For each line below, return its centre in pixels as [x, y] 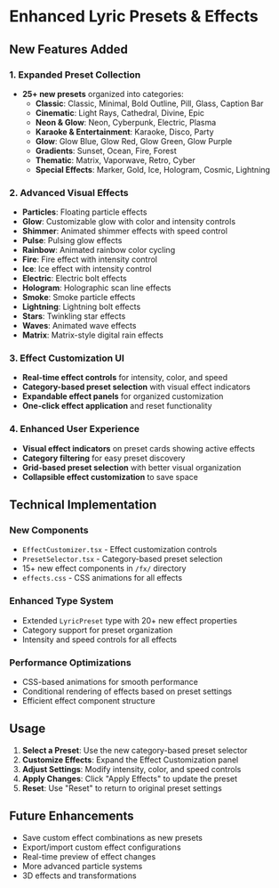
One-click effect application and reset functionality [117, 406]
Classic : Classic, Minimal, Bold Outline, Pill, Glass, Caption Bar [149, 103]
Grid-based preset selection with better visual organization [132, 467]
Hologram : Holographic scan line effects [96, 288]
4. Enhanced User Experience [75, 429]
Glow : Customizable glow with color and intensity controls [129, 222]
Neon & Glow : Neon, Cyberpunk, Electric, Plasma [126, 122]
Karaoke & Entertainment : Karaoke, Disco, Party [125, 132]
